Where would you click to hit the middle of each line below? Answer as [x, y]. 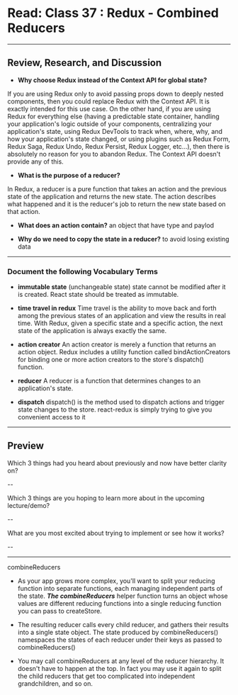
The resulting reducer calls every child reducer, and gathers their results [123, 624]
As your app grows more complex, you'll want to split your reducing [116, 581]
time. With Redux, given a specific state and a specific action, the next [120, 323]
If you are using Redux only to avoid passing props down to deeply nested [115, 94]
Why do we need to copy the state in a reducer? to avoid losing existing [123, 239]
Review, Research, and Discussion [85, 63]
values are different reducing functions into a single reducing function [119, 603]
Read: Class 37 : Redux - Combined [113, 13]
